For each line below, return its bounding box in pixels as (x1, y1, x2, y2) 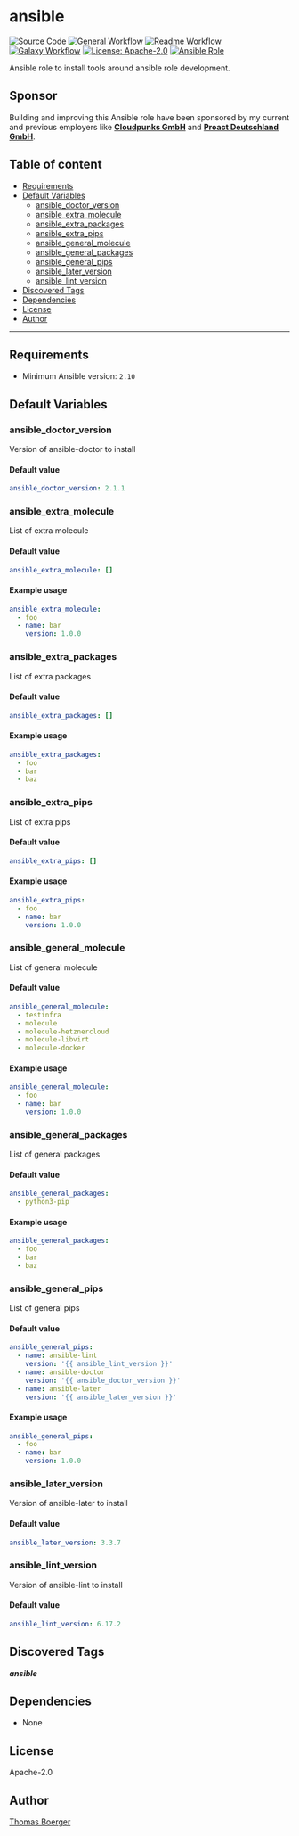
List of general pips (9, 1303, 80, 1313)
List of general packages (9, 1149, 101, 1160)
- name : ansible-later (17, 1384, 101, 1393)
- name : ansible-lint (17, 1351, 98, 1361)
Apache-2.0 (9, 1767, 53, 1778)
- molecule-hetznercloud (17, 1027, 109, 1036)
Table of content (9, 157, 102, 172)
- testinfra (17, 1010, 62, 1019)
